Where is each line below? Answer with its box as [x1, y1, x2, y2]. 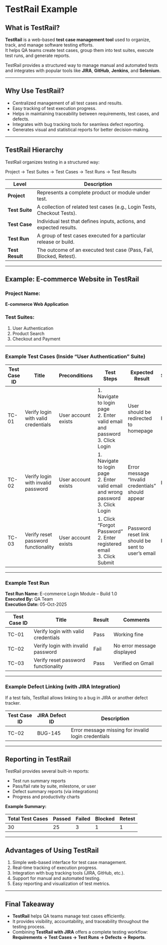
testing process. [12, 924, 46, 930]
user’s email [127, 550, 156, 557]
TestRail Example [5, 3, 78, 15]
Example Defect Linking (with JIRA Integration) [5, 683, 121, 690]
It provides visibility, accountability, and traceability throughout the [12, 918, 149, 924]
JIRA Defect [37, 712, 66, 719]
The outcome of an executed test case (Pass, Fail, [37, 246, 154, 253]
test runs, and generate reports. [5, 52, 71, 58]
